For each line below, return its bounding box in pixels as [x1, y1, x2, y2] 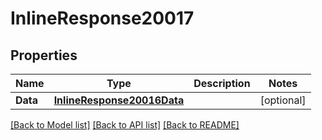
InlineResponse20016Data [53, 93, 185, 107]
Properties [10, 47, 78, 64]
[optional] [259, 93, 307, 107]
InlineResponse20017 [10, 7, 195, 30]
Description [193, 77, 251, 90]
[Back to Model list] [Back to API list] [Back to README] [10, 119, 240, 131]
